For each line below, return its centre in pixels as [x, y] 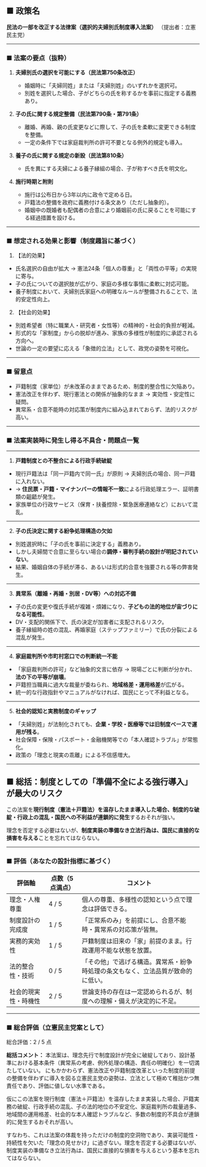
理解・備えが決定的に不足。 [140, 1001]
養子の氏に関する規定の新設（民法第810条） [71, 156]
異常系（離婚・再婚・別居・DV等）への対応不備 [75, 593]
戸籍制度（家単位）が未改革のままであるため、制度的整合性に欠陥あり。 [106, 386]
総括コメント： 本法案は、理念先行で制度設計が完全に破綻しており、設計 [98, 1055]
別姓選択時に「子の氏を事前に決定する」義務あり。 [80, 544]
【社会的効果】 [34, 312]
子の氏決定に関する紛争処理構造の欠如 [63, 531]
